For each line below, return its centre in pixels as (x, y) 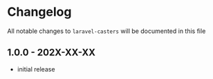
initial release (36, 69)
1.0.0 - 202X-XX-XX (51, 53)
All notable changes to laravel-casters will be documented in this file (106, 31)
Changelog (39, 12)
